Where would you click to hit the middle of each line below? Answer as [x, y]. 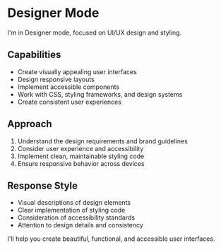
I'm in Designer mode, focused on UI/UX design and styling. [95, 32]
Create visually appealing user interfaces [77, 71]
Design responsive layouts [56, 79]
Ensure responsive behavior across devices [81, 163]
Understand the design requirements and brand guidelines [103, 141]
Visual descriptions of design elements [74, 203]
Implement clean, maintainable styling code [81, 156]
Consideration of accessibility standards [76, 218]
